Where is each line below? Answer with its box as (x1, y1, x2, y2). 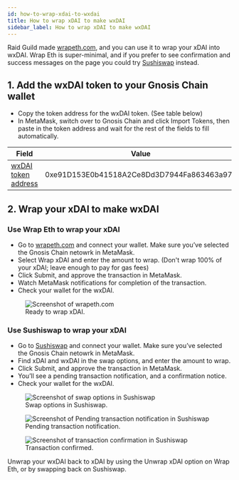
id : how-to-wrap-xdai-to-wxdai (7, 10, 100, 18)
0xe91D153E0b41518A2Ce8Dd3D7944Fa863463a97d (45, 170, 237, 180)
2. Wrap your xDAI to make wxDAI (7, 203, 159, 215)
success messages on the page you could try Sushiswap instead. (7, 58, 199, 67)
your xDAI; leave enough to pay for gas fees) (17, 263, 149, 272)
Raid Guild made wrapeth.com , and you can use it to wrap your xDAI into (7, 44, 221, 52)
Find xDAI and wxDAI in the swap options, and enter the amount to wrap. (17, 357, 231, 365)
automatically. (17, 132, 59, 141)
